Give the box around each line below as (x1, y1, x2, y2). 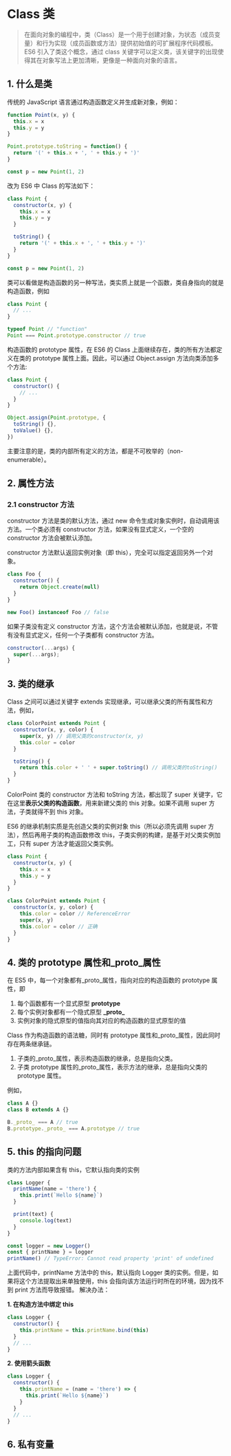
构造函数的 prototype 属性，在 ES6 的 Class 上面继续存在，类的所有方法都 (7, 345, 217, 354)
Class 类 (7, 6, 55, 22)
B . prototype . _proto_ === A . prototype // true (7, 1125, 140, 1132)
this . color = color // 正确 (19, 923, 98, 930)
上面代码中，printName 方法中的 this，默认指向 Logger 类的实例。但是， (7, 1268, 213, 1276)
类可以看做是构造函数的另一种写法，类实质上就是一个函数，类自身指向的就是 (7, 278, 224, 286)
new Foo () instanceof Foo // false (7, 609, 109, 616)
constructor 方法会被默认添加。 (7, 534, 96, 542)
